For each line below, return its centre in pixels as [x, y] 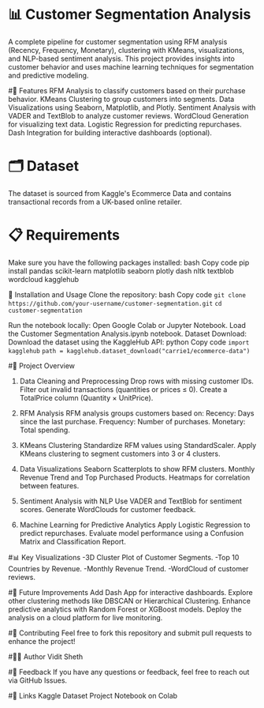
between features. [49, 485]
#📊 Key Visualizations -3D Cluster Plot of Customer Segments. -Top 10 [124, 557]
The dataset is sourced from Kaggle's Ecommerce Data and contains [120, 193]
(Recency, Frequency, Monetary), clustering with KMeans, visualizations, [126, 50]
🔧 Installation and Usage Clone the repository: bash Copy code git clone [127, 294]
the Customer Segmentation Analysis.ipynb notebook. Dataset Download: [127, 333]
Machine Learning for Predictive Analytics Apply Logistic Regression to [135, 525]
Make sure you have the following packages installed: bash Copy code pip [129, 262]
